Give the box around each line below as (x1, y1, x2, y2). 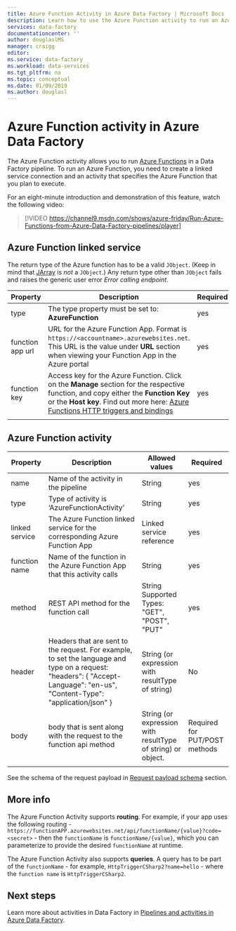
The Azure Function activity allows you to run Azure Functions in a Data (7, 157, 214, 166)
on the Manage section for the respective (48, 379, 185, 389)
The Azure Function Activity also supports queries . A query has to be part (7, 854, 222, 863)
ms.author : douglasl (7, 88, 68, 95)
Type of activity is (48, 494, 107, 503)
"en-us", (88, 680, 118, 689)
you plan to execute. (7, 180, 67, 188)
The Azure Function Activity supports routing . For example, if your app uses (7, 812, 228, 821)
